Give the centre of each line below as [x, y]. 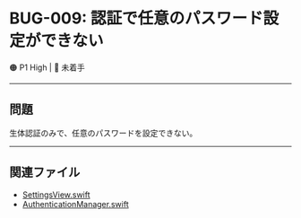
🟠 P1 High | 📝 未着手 [47, 67]
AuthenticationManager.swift [75, 204]
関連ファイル [45, 173]
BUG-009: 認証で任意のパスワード [137, 18]
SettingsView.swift [56, 195]
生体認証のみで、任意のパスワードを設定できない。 [103, 133]
